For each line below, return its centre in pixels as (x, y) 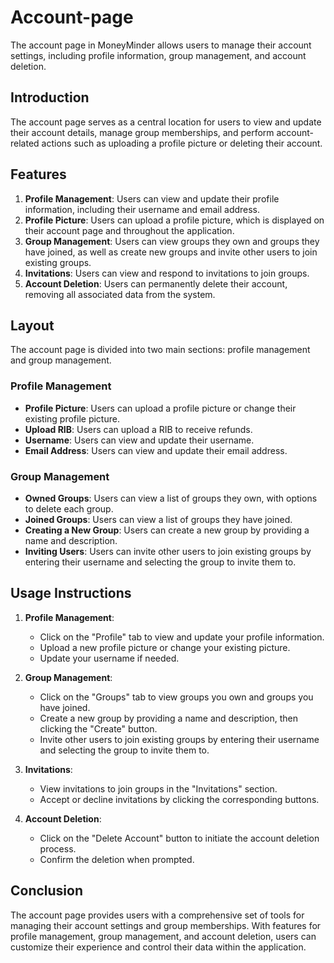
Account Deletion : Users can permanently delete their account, (156, 283)
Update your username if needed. (109, 658)
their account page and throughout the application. (129, 230)
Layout (32, 325)
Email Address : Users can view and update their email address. (156, 450)
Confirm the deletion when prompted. (117, 859)
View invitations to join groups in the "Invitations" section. (158, 788)
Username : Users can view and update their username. (139, 440)
